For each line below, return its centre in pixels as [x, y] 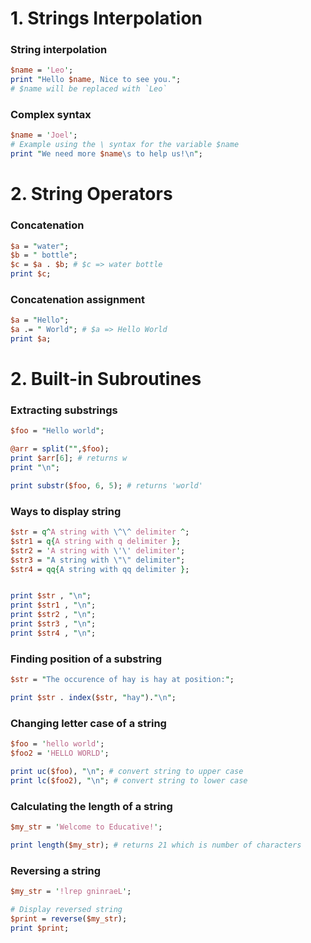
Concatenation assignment [78, 299]
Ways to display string [66, 511]
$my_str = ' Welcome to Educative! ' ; [86, 827]
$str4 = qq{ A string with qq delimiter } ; [100, 569]
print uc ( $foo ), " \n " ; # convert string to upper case [127, 771]
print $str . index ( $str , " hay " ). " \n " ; [93, 698]
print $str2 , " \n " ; [53, 615]
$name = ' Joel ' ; [44, 135]
